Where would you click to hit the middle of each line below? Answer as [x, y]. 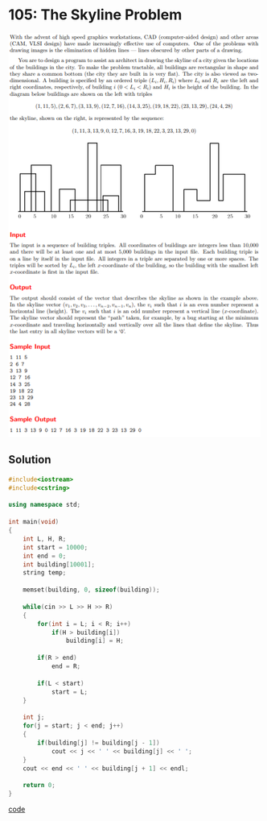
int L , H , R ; [45, 539]
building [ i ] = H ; [95, 641]
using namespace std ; [45, 505]
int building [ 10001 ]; [59, 564]
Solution [30, 460]
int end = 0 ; [45, 556]
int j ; [34, 717]
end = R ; [66, 666]
